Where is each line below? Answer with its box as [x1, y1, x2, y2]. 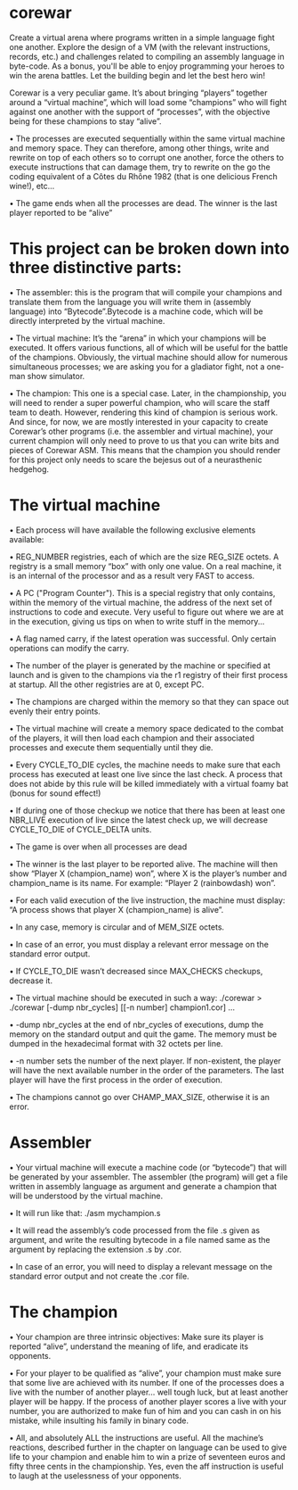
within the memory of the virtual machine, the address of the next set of [9, 597, 273, 608]
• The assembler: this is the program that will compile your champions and [9, 286, 283, 297]
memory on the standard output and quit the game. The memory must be [9, 1029, 278, 1039]
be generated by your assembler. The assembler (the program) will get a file [9, 1171, 288, 1182]
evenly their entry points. [9, 706, 101, 716]
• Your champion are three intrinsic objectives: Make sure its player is [9, 1331, 264, 1342]
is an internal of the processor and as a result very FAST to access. [9, 570, 255, 581]
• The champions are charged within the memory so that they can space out [9, 696, 289, 707]
